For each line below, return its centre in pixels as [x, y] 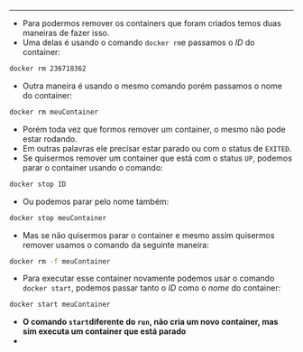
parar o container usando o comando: [93, 167]
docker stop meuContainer [58, 218]
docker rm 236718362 [48, 69]
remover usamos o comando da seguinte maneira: [115, 245]
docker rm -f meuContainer [60, 261]
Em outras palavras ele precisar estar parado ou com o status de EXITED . [157, 148]
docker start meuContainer [60, 305]
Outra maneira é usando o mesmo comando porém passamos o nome [152, 86]
